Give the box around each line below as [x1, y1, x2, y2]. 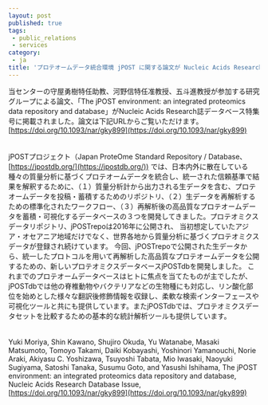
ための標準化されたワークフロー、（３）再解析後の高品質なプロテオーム [8, 201, 242, 211]
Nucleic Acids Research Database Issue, [8, 379, 141, 389]
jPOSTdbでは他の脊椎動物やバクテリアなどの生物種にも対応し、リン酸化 [8, 281, 247, 291]
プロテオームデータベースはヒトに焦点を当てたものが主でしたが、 [35, 271, 253, 281]
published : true [8, 19, 62, 27]
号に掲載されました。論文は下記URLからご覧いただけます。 [8, 116, 203, 126]
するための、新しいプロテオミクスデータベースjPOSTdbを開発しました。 [8, 261, 246, 271]
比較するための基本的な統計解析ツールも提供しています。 [42, 311, 231, 320]
